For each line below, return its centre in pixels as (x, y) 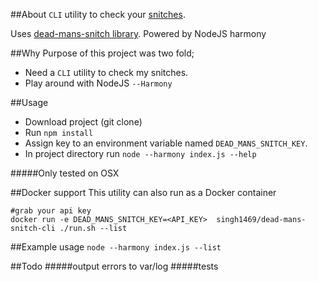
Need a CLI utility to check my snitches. (106, 72)
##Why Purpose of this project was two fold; (102, 53)
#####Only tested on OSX (65, 173)
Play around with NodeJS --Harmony (98, 83)
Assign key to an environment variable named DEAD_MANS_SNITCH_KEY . (166, 143)
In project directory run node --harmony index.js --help (140, 153)
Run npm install (59, 132)
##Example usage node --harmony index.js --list (116, 247)
